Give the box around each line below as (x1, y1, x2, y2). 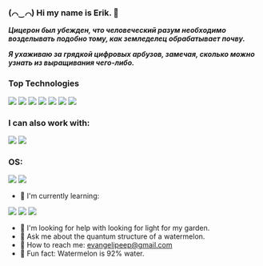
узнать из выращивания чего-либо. (8, 58, 134, 67)
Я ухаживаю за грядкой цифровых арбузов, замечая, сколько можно (8, 50, 256, 59)
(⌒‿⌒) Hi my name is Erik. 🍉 (8, 7, 119, 18)
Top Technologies (8, 78, 80, 89)
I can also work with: (8, 117, 90, 128)
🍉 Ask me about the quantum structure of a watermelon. (19, 232, 205, 241)
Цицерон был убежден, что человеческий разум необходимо (8, 26, 226, 35)
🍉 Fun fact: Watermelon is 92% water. (19, 248, 145, 259)
